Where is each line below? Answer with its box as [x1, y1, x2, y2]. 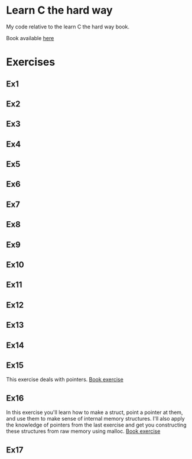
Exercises [6, 56, 56, 69]
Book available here [6, 34, 54, 41]
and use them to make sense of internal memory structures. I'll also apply [6, 415, 185, 422]
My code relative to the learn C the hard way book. [6, 23, 130, 30]
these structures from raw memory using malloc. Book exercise [6, 428, 161, 435]
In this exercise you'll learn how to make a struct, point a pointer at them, [6, 409, 183, 416]
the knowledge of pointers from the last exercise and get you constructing [6, 421, 187, 429]
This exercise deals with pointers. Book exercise [6, 376, 124, 383]
